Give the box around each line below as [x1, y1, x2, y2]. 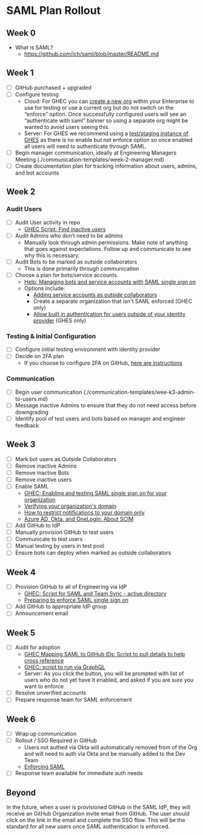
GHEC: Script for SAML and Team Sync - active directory [24, 590, 167, 597]
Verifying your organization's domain [24, 502, 117, 510]
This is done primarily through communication [24, 265, 139, 272]
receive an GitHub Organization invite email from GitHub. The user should [6, 810, 190, 817]
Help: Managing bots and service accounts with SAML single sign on [24, 278, 196, 285]
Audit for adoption [15, 644, 61, 651]
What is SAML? [15, 44, 53, 51]
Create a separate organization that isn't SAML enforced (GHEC [33, 298, 193, 305]
